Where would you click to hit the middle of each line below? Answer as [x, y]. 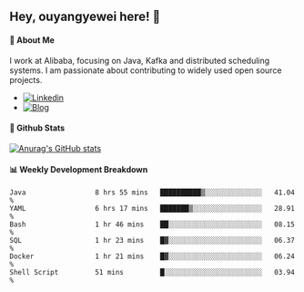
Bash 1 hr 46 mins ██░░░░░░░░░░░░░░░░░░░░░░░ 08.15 [152, 224]
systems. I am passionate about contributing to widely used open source [146, 70]
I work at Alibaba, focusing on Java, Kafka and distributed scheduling [140, 60]
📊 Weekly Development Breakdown [79, 170]
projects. [26, 79]
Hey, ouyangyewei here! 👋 [85, 17]
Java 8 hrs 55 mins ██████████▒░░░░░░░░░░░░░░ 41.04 [152, 193]
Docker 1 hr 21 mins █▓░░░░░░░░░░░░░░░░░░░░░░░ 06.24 [152, 256]
